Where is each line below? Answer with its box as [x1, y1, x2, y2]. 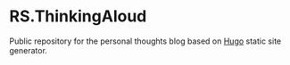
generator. [9, 45, 47, 55]
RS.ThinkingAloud [9, 6, 147, 27]
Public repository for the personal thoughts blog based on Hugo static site [9, 36, 282, 46]
